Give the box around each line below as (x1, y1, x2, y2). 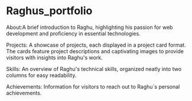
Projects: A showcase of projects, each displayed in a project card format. (6, 41, 186, 48)
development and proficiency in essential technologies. (6, 30, 141, 37)
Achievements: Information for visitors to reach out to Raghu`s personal (6, 83, 180, 90)
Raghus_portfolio (6, 4, 93, 18)
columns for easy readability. (6, 71, 77, 79)
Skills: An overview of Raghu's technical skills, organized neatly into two (6, 65, 182, 72)
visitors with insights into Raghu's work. (6, 54, 103, 61)
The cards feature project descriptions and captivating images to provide (6, 47, 184, 54)
